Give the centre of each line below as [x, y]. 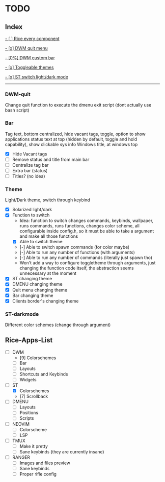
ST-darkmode [22, 314]
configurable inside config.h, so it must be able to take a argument [87, 231]
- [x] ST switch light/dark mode [37, 77]
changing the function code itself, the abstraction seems [77, 268]
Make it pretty [34, 446]
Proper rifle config [38, 474]
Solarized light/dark [32, 210]
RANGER [21, 457]
